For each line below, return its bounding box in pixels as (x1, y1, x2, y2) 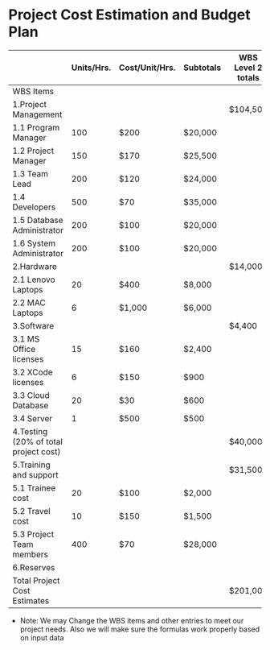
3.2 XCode (12, 366, 54, 378)
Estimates (12, 594, 50, 606)
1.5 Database (12, 214, 63, 226)
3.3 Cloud (12, 389, 50, 400)
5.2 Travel (12, 505, 51, 516)
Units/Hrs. (71, 62, 112, 73)
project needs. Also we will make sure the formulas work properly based (19, 624, 260, 634)
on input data (19, 632, 64, 642)
